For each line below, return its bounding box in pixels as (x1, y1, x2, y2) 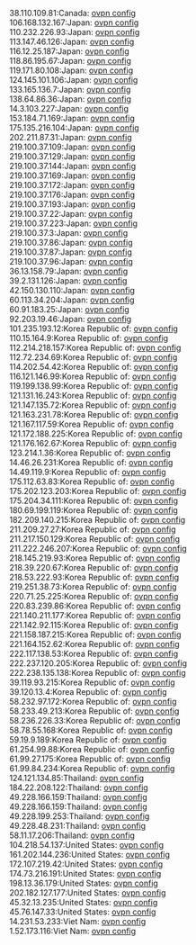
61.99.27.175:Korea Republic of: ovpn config (9, 753, 171, 764)
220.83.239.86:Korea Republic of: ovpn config (9, 600, 182, 611)
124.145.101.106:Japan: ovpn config (9, 75, 138, 85)
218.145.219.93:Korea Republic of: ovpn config (9, 553, 181, 563)
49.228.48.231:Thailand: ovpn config (9, 821, 147, 831)
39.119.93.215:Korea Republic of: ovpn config (9, 677, 175, 688)
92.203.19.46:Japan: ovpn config (9, 314, 132, 324)
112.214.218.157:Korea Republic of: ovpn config (9, 342, 182, 353)
